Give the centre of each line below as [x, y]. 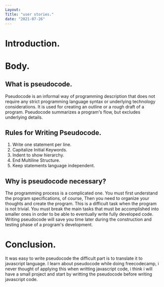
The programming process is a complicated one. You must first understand [82, 193]
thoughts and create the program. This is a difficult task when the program [81, 204]
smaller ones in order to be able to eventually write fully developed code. [79, 214]
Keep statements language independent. [54, 166]
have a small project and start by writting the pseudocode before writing [79, 274]
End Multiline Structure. [36, 160]
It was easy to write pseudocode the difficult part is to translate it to [74, 258]
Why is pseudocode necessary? [56, 181]
